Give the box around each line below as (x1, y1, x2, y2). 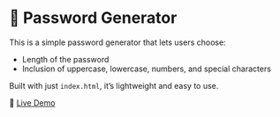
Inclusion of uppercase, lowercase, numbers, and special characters (21, 63, 272, 74)
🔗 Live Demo (9, 97, 56, 108)
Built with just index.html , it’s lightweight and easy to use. (9, 80, 219, 91)
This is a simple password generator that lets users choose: (9, 37, 227, 48)
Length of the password (21, 54, 110, 64)
